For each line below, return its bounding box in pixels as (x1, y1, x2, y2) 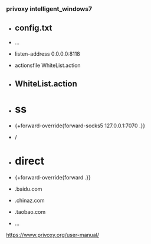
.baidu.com (14, 185, 42, 192)
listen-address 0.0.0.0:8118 (14, 50, 81, 57)
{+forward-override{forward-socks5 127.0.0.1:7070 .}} (14, 122, 146, 129)
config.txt (14, 23, 52, 33)
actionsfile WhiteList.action (14, 62, 81, 69)
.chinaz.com (14, 197, 45, 204)
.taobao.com (14, 208, 46, 215)
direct (14, 155, 45, 168)
